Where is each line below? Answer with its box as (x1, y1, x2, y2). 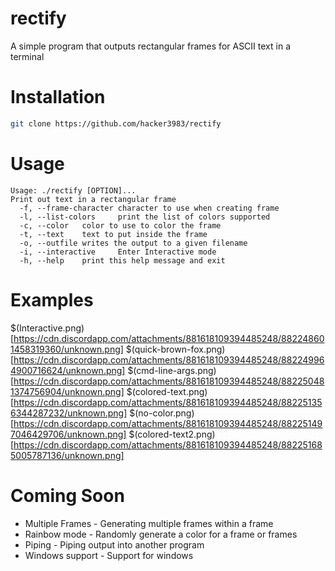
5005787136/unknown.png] (10, 449, 125, 461)
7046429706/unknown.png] (10, 428, 127, 440)
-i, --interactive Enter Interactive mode (19, 247, 217, 257)
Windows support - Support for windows (24, 549, 194, 561)
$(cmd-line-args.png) (127, 364, 217, 376)
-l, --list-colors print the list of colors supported (19, 212, 271, 222)
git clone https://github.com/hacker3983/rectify (10, 118, 222, 129)
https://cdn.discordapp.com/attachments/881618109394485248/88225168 (13, 438, 323, 451)
